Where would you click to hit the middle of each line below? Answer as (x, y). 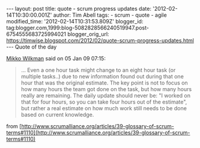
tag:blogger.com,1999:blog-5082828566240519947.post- (77, 28)
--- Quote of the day (32, 47)
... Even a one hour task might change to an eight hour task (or (98, 70)
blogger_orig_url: (88, 34)
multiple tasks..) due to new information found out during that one (102, 76)
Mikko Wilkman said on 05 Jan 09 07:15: (56, 58)
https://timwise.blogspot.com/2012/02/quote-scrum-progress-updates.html (100, 40)
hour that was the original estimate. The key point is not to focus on (104, 83)
